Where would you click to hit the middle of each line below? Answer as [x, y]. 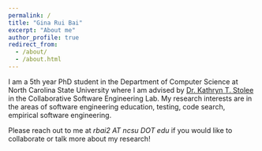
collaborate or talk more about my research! [80, 138]
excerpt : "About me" [42, 30]
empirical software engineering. [60, 115]
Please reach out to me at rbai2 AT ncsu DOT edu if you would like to [120, 130]
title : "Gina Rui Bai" [45, 23]
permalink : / [30, 15]
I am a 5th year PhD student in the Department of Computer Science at [123, 81]
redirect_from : [33, 45]
